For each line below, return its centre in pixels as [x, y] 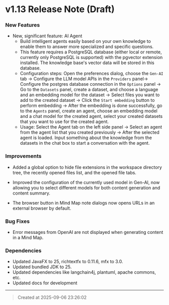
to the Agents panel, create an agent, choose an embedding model [89, 111]
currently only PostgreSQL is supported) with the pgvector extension [91, 57]
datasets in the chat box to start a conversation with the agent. [85, 143]
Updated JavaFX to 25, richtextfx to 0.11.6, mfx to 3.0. [68, 262]
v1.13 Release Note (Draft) [60, 9]
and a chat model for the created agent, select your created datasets [91, 116]
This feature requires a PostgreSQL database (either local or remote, [91, 52]
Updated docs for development [45, 283]
